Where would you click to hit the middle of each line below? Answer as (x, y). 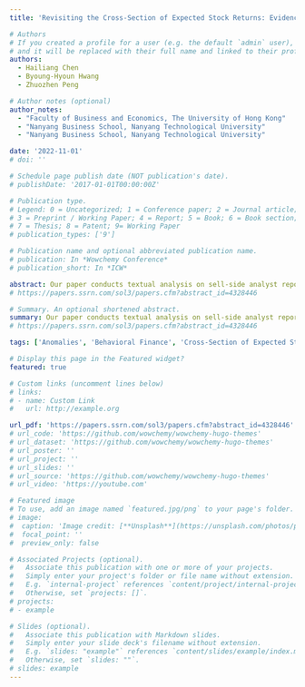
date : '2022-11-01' (46, 152)
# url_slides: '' (42, 467)
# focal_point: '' (46, 535)
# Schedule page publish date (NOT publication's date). (119, 176)
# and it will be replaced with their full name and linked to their (144, 51)
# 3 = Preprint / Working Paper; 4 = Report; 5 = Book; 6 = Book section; (154, 218)
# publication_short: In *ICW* (69, 268)
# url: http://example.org (64, 409)
